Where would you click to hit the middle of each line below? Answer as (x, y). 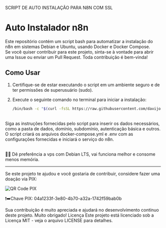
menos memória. (22, 159)
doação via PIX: (21, 179)
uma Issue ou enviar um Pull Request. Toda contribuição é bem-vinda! (77, 57)
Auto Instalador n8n (47, 28)
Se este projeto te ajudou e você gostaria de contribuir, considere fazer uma (83, 173)
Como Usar (23, 73)
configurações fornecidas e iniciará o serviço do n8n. (60, 139)
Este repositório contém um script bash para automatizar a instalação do (79, 41)
